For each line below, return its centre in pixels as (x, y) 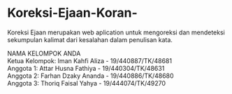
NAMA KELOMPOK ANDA (44, 53)
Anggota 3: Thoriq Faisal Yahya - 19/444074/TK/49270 (87, 83)
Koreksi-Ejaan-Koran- (72, 13)
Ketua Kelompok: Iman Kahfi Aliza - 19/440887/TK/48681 (90, 60)
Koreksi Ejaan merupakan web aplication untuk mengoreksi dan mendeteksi (116, 32)
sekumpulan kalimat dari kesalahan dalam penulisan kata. (90, 39)
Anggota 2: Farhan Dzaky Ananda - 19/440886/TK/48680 (90, 76)
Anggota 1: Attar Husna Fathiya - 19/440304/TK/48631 (86, 68)
